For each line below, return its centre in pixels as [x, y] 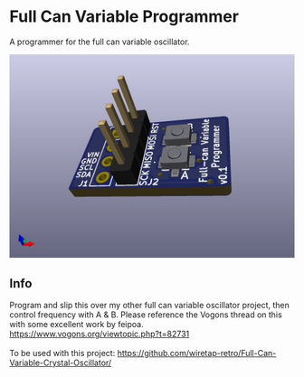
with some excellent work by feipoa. [76, 325]
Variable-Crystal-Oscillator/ [61, 363]
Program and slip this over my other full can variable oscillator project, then [149, 306]
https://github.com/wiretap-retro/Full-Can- [197, 353]
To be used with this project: [62, 353]
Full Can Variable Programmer [124, 17]
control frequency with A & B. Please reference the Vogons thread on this [146, 315]
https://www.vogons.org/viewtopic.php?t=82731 [100, 334]
